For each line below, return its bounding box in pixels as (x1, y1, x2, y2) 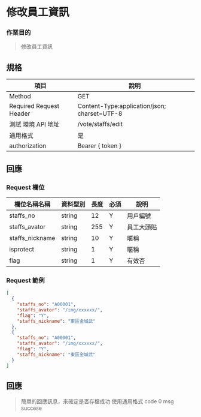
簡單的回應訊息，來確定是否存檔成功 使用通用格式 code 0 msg (20, 398, 174, 405)
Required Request (9, 102, 60, 110)
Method (9, 92, 31, 101)
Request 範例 (6, 276, 45, 284)
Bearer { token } (77, 142, 121, 150)
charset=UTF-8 (77, 109, 123, 118)
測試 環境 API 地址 (9, 121, 60, 129)
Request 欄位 (6, 183, 45, 191)
